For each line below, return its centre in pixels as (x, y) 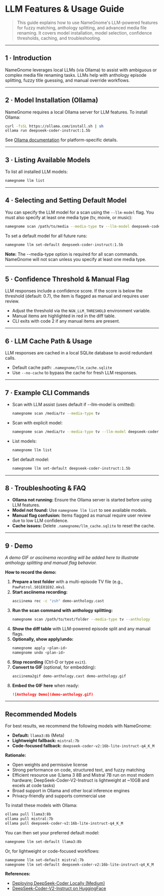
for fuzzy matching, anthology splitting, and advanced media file (82, 27)
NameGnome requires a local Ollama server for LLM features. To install (76, 112)
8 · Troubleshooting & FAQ (46, 488)
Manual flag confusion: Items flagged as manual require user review (82, 515)
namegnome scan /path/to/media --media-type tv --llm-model (68, 226)
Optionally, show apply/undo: (43, 639)
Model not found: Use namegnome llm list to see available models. (80, 510)
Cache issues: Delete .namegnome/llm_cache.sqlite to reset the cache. (83, 526)
